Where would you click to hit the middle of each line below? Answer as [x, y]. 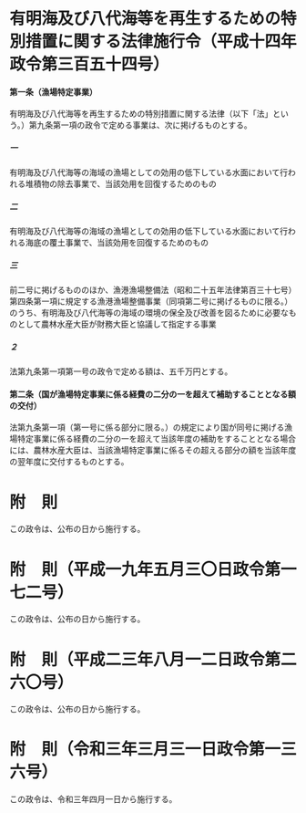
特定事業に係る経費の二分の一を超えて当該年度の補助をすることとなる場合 [156, 439]
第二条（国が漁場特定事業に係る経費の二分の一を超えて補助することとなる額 [153, 394]
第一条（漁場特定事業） [53, 91]
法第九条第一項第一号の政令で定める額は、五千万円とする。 [121, 371]
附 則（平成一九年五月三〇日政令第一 [153, 569]
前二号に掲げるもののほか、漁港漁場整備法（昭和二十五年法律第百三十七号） [153, 290]
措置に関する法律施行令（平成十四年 [162, 42]
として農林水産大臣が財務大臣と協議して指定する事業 [117, 324]
